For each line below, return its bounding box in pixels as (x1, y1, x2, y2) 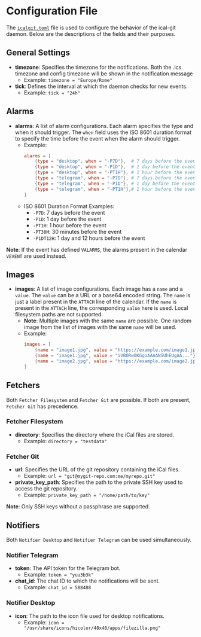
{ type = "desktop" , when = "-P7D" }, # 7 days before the (35, 159, 182, 164)
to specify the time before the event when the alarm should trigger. (14, 135, 181, 142)
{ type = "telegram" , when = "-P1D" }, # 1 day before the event (35, 181, 196, 187)
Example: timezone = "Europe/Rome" (23, 76, 112, 83)
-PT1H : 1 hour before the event (32, 221, 106, 228)
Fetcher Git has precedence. (6, 403, 79, 410)
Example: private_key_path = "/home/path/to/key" (23, 492, 150, 499)
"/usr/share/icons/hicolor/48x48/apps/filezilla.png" (23, 625, 161, 631)
